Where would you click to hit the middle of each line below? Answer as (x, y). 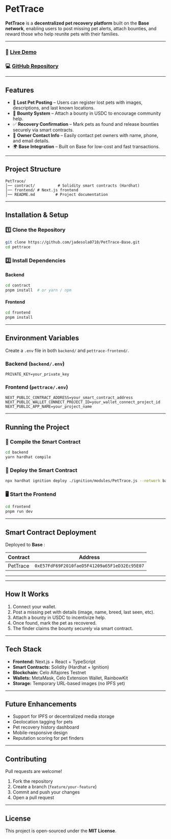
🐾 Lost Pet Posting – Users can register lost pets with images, (77, 102)
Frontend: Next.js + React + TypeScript (54, 661)
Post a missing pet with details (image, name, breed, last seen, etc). (83, 612)
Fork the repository (33, 781)
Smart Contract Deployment (51, 532)
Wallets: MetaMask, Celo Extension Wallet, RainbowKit (70, 678)
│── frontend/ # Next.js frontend (42, 190)
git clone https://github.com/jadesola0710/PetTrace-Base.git (73, 242)
